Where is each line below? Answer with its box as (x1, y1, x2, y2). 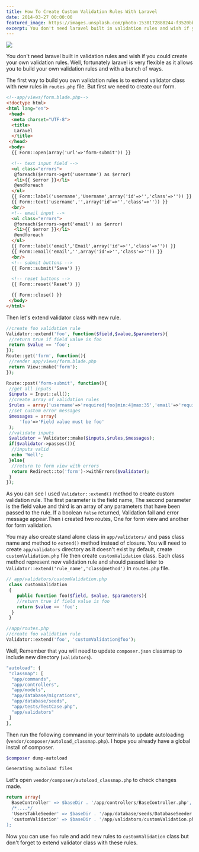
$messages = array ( (8, 413, 57, 419)
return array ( (6, 794, 41, 800)
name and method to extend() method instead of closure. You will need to (6, 539, 187, 546)
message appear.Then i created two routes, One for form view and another (6, 516, 189, 523)
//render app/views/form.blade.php (8, 358, 97, 364)
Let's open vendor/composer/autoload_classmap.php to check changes (6, 777, 176, 784)
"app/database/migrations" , (11, 692, 81, 699)
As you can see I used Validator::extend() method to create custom (6, 490, 175, 497)
